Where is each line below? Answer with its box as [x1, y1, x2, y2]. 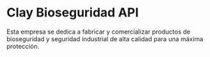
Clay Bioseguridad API [6, 5, 139, 21]
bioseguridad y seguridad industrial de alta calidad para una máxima [6, 34, 204, 43]
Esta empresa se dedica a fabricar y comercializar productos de [6, 27, 191, 36]
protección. [6, 42, 40, 50]
